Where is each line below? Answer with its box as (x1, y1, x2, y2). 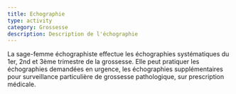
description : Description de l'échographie (7, 30, 139, 38)
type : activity (7, 17, 53, 24)
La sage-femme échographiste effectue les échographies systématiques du (7, 50, 230, 58)
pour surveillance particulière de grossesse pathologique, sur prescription (7, 73, 225, 81)
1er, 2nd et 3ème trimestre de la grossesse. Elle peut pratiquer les (7, 58, 200, 66)
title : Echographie (7, 10, 65, 18)
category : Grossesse (7, 23, 69, 31)
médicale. (7, 80, 36, 89)
